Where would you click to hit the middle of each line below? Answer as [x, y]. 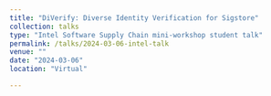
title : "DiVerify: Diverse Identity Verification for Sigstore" [134, 18]
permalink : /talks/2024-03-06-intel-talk [89, 43]
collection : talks [44, 27]
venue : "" [28, 52]
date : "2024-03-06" [47, 60]
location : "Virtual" [49, 69]
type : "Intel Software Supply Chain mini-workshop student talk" [136, 35]
